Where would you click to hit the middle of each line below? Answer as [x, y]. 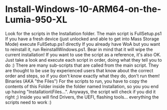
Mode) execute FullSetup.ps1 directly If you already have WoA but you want [83, 44]
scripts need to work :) [28, 102]
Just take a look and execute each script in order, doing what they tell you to [83, 60]
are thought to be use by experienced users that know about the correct [79, 70]
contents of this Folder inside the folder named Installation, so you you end [82, 86]
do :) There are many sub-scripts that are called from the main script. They [82, 65]
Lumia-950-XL [36, 20]
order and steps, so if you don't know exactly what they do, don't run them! [83, 76]
